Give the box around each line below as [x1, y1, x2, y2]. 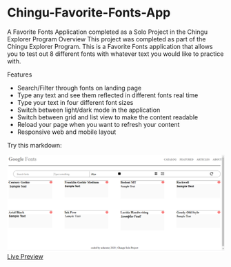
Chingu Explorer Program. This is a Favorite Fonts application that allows [7, 42, 213, 50]
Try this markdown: [7, 141, 62, 149]
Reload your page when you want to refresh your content [17, 120, 180, 128]
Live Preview [7, 252, 43, 260]
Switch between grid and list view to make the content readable [17, 112, 199, 121]
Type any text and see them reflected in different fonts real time [17, 91, 199, 99]
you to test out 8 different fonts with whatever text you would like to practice [7, 50, 224, 58]
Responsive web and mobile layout [17, 128, 117, 136]
